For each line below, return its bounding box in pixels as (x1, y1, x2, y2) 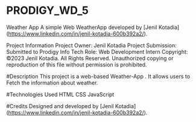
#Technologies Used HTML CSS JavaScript (6, 91, 115, 98)
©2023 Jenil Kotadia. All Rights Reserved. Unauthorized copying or (6, 54, 174, 62)
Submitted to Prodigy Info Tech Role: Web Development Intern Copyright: (6, 48, 188, 55)
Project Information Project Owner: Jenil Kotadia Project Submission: (6, 42, 177, 49)
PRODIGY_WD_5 (6, 4, 89, 18)
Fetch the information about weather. (6, 79, 98, 86)
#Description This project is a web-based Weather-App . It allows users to (6, 72, 191, 80)
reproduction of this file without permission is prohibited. (6, 61, 147, 68)
